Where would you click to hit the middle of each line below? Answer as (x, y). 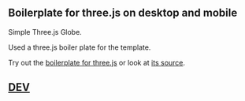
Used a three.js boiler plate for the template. (80, 47)
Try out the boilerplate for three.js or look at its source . (97, 62)
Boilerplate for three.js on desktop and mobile (123, 13)
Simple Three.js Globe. (45, 32)
